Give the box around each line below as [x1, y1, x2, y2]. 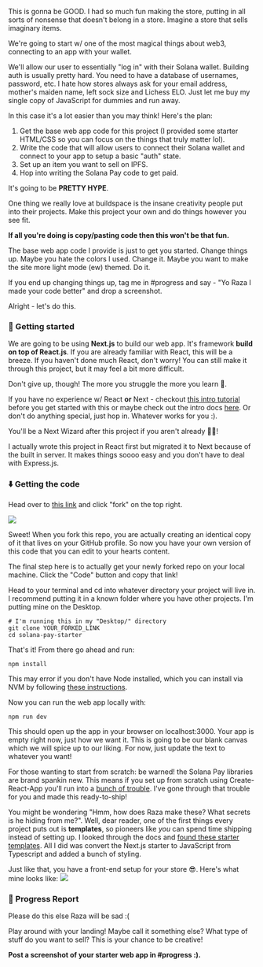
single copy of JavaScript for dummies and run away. [8, 96, 181, 105]
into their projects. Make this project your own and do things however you [8, 207, 247, 216]
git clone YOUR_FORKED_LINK [8, 624, 100, 632]
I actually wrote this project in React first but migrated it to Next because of [8, 442, 251, 451]
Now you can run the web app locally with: [8, 697, 147, 707]
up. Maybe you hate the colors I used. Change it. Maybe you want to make [8, 254, 249, 263]
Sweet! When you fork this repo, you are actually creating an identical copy [8, 529, 251, 539]
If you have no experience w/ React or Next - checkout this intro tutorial [8, 395, 241, 404]
